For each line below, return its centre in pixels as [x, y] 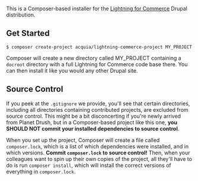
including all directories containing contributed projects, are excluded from [97, 109]
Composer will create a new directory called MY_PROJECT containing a [94, 58]
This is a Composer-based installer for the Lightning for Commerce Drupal [97, 9]
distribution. [21, 15]
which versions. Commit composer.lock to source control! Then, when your [98, 153]
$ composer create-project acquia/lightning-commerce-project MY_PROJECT [99, 47]
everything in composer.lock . [41, 172]
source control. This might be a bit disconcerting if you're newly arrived [94, 116]
